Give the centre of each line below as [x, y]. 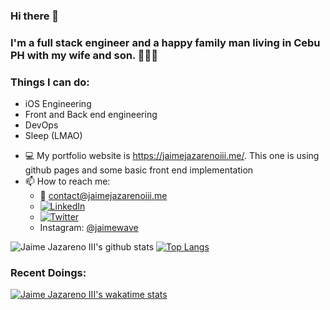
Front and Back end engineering [91, 115]
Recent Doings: [48, 273]
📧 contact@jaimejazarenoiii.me [103, 196]
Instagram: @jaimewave [89, 228]
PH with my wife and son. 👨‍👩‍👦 [84, 55]
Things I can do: [50, 82]
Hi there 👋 [35, 16]
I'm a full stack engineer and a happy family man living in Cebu [165, 42]
